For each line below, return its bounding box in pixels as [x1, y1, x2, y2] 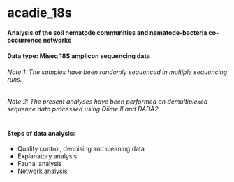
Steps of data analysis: [7, 129, 75, 137]
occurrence [7, 36, 42, 44]
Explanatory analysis [17, 152, 78, 160]
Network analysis [17, 167, 68, 176]
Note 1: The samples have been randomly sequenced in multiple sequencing [7, 68, 228, 76]
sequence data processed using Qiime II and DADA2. [7, 104, 161, 113]
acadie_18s [7, 5, 72, 21]
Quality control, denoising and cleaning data [17, 145, 145, 153]
